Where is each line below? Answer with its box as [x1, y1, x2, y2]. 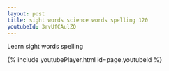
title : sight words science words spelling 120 [7, 17, 149, 24]
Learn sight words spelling [7, 42, 84, 51]
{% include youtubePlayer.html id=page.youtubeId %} [7, 56, 163, 64]
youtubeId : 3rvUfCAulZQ [7, 23, 77, 30]
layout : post [7, 10, 45, 17]
